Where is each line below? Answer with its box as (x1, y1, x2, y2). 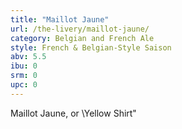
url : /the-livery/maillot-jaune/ (10, 24, 150, 34)
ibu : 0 (10, 61, 38, 71)
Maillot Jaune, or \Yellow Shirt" (10, 107, 137, 119)
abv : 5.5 (10, 52, 47, 62)
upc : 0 (10, 80, 38, 90)
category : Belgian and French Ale (10, 33, 155, 43)
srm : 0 (10, 71, 38, 81)
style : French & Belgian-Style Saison (10, 42, 172, 53)
